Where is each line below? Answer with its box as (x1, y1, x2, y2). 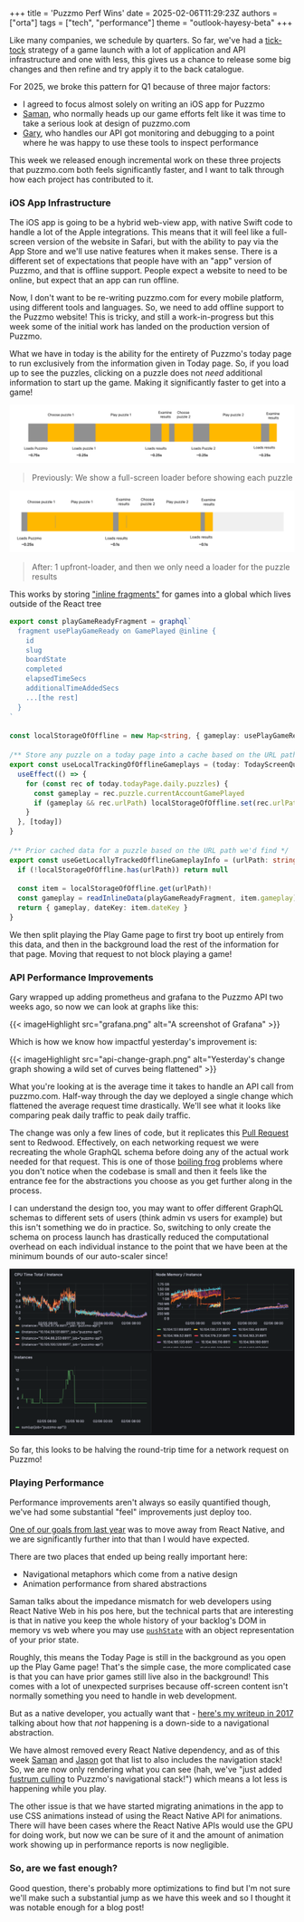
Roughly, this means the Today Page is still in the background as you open (9, 1652, 287, 1663)
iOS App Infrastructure (9, 196, 111, 209)
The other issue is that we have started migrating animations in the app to (9, 1801, 284, 1812)
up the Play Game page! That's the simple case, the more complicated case (9, 1661, 291, 1673)
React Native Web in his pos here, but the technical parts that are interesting (9, 1606, 294, 1617)
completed (25, 665, 63, 674)
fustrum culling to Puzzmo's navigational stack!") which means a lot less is (9, 1774, 288, 1784)
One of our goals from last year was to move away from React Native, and (9, 1525, 285, 1535)
